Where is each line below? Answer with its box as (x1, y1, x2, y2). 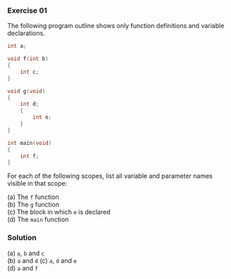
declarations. (7, 29, 46, 37)
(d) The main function (7, 215, 69, 223)
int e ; (32, 114, 52, 121)
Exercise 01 (7, 6, 48, 15)
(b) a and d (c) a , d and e (7, 256, 77, 265)
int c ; (20, 68, 39, 75)
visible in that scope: (7, 179, 68, 188)
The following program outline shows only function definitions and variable (7, 22, 225, 30)
